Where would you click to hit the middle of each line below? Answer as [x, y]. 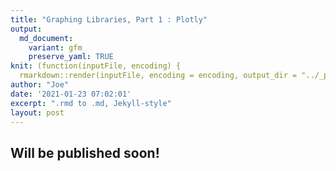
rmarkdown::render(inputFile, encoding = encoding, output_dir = [158, 76]
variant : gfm [55, 47]
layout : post [37, 112]
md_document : [46, 38]
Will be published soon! [85, 152]
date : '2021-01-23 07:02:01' [71, 94]
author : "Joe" [40, 85]
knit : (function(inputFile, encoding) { [96, 66]
